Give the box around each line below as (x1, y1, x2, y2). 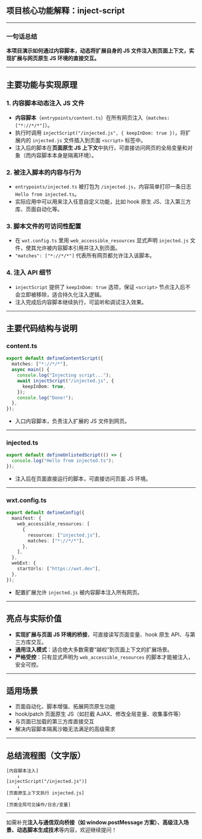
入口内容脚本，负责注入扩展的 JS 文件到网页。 (14, 417, 130, 425)
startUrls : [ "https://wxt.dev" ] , (17, 566, 101, 572)
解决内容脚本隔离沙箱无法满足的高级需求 (14, 725, 115, 733)
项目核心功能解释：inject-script (6, 5, 125, 16)
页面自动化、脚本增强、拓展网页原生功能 (14, 703, 115, 710)
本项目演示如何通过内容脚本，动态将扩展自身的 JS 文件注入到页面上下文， (6, 47, 189, 54)
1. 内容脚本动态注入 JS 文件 (6, 99, 85, 107)
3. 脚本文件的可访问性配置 (6, 222, 82, 231)
